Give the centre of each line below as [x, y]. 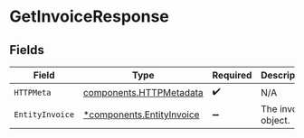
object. [275, 120]
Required [232, 75]
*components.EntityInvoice [141, 115]
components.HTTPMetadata [143, 92]
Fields [27, 50]
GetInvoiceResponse [90, 17]
